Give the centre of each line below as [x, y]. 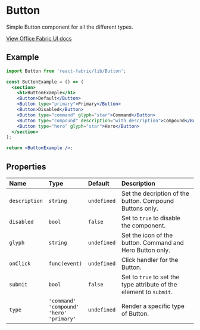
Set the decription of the [155, 193]
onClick [20, 263]
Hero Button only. [146, 250]
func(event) [65, 263]
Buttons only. [140, 208]
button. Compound [148, 201]
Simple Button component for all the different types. [70, 27]
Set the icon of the [147, 235]
